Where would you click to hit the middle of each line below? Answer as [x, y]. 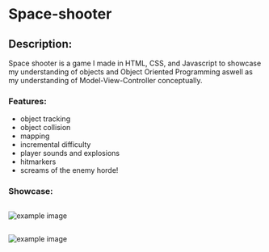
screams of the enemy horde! [69, 170]
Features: [27, 101]
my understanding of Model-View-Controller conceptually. [105, 80]
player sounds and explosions [69, 153]
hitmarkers [38, 162]
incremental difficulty [55, 145]
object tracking [45, 119]
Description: [40, 44]
